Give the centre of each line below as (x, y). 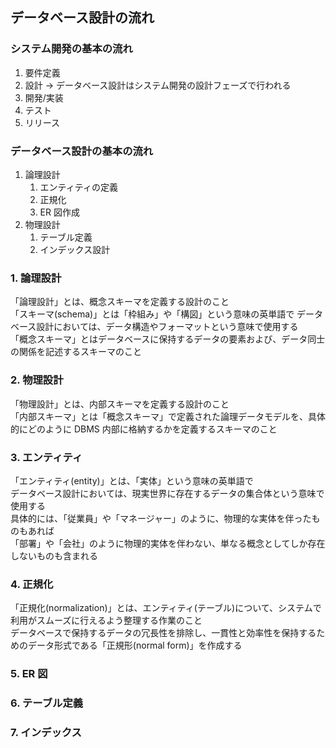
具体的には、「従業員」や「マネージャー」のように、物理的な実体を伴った (161, 518)
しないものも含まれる (54, 555)
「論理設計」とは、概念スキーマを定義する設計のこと (120, 302)
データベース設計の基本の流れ (82, 151)
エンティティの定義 (78, 187)
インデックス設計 (75, 249)
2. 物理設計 (37, 380)
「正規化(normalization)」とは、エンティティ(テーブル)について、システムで (166, 608)
